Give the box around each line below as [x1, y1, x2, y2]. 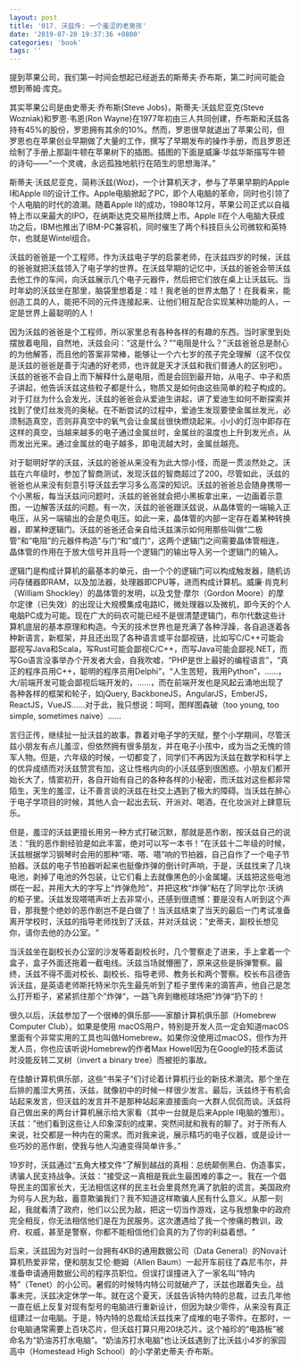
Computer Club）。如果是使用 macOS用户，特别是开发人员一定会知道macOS [9, 1021, 289, 1032]
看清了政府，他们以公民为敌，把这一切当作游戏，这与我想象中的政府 [39, 1204, 291, 1215]
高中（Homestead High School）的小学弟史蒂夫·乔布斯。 [9, 1346, 219, 1357]
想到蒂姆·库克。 [9, 83, 67, 94]
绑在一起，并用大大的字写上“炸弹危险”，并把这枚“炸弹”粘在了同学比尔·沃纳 [9, 883, 284, 893]
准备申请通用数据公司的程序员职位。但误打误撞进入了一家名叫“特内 [9, 1268, 256, 1278]
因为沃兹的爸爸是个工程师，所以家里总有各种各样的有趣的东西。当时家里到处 [9, 327, 291, 338]
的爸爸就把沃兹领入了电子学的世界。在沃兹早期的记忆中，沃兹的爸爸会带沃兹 [9, 263, 291, 273]
